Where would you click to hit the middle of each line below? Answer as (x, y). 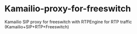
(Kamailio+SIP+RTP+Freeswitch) (37, 26)
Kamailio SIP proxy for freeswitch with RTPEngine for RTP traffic (68, 22)
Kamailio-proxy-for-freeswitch (68, 9)
